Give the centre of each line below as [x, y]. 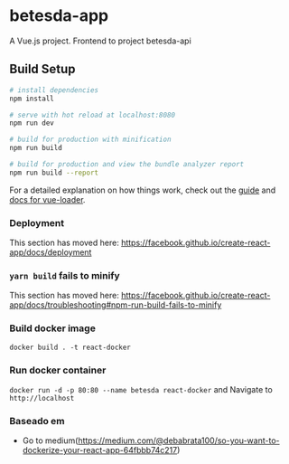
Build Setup [42, 69]
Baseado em [37, 421]
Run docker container [58, 370]
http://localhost [42, 398]
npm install [32, 99]
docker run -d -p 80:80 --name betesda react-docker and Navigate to [141, 389]
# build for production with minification [90, 140]
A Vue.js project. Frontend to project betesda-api [100, 41]
